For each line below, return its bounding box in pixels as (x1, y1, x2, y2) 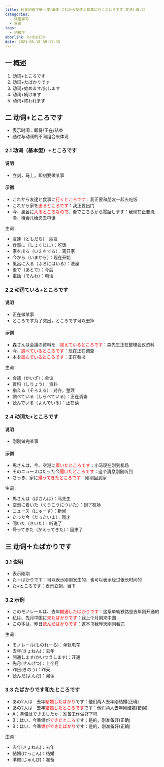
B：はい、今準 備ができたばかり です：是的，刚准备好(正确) (12, 723, 131, 729)
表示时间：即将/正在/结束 (12, 127, 63, 133)
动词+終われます (12, 97, 46, 104)
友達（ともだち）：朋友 (12, 235, 58, 242)
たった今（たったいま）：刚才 (12, 514, 71, 520)
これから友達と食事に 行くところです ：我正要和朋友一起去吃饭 (12, 196, 138, 202)
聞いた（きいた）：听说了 (12, 520, 63, 526)
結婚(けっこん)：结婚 (12, 750, 55, 756)
